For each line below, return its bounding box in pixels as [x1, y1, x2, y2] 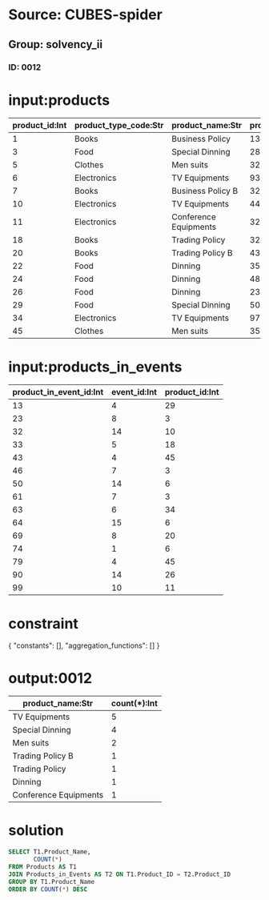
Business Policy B [171, 186, 239, 197]
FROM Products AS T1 [8, 862, 78, 870]
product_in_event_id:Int [12, 387, 104, 398]
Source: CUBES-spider [8, 6, 163, 24]
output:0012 [8, 669, 93, 687]
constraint [8, 614, 78, 633]
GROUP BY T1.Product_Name [8, 878, 94, 886]
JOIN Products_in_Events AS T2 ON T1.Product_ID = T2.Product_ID [8, 870, 231, 878]
